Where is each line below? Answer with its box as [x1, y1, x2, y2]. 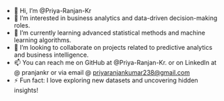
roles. [13, 21, 31, 29]
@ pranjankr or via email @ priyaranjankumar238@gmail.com [13, 68, 190, 76]
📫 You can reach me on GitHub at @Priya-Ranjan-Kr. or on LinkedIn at [13, 59, 217, 66]
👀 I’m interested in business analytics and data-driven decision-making [13, 14, 218, 22]
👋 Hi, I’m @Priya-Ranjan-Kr [13, 7, 92, 15]
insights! [13, 86, 38, 94]
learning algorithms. [13, 36, 72, 44]
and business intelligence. [13, 50, 89, 59]
